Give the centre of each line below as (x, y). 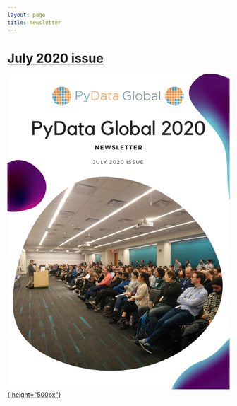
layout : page (26, 15)
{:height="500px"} (34, 395)
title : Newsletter (34, 22)
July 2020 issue (55, 58)
